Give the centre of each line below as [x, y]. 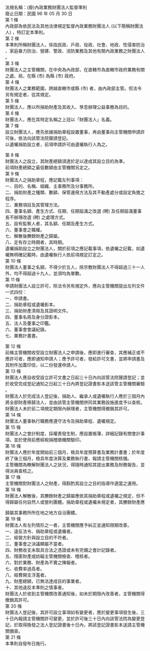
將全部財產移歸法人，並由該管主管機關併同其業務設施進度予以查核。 [75, 402]
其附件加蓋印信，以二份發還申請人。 [42, 365]
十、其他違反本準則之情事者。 [36, 587]
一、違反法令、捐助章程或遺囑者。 [40, 531]
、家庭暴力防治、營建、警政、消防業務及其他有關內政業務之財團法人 [75, 51]
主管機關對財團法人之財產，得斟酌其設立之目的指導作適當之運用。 [73, 483]
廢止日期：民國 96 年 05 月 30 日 [39, 13]
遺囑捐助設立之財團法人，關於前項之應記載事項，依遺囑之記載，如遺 [75, 248]
